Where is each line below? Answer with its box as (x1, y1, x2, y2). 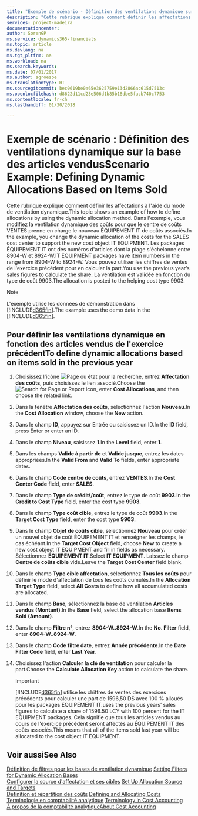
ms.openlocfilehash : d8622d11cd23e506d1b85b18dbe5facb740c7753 (6, 91, 165, 97)
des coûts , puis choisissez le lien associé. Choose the (15, 379, 145, 386)
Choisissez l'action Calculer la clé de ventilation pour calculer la (15, 660, 172, 667)
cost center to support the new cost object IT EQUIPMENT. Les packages (6, 240, 184, 247)
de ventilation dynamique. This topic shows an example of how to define (6, 208, 181, 215)
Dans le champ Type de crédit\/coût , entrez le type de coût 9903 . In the (15, 492, 190, 499)
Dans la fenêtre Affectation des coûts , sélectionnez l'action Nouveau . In (15, 404, 190, 411)
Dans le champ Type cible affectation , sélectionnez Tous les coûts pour (15, 570, 192, 577)
